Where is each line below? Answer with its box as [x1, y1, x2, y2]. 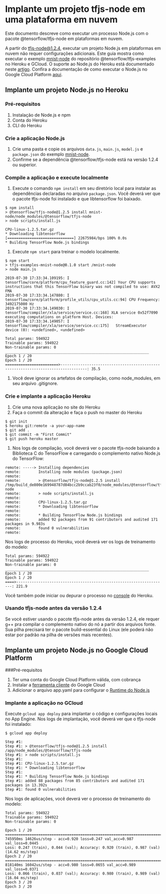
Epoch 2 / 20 [5, 853, 32, 859]
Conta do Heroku [12, 117, 48, 123]
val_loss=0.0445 [5, 841, 39, 846]
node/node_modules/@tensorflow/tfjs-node [5, 214, 92, 219]
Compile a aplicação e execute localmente [5, 174, 109, 181]
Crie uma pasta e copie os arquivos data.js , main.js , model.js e [12, 146, 143, 152]
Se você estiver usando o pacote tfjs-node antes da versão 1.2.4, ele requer [5, 616, 160, 622]
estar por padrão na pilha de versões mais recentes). [5, 632, 113, 638]
